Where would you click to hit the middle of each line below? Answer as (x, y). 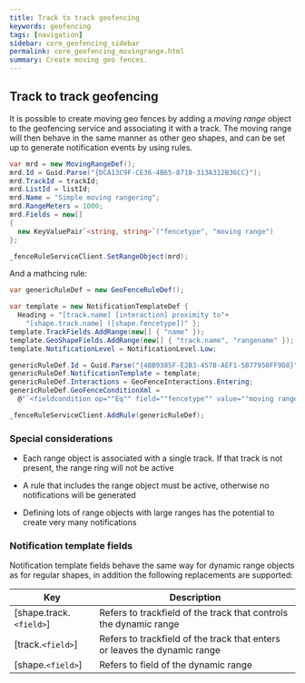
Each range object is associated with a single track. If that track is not (152, 458)
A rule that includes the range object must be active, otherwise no (146, 485)
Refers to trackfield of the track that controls (194, 613)
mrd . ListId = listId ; (50, 190)
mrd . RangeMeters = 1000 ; (56, 206)
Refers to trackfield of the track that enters (190, 639)
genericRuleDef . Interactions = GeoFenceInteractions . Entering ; (132, 382)
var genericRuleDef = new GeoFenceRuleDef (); (97, 290)
